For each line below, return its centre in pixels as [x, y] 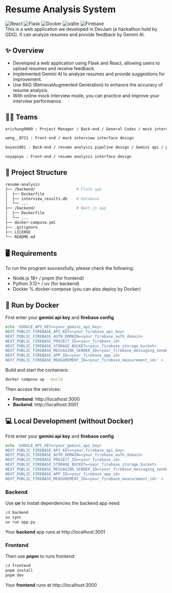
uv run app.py [20, 522]
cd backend [17, 512]
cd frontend [18, 565]
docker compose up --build [34, 379]
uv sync [14, 517]
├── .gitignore [21, 227]
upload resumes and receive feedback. [54, 68]
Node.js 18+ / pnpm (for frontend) [48, 278]
